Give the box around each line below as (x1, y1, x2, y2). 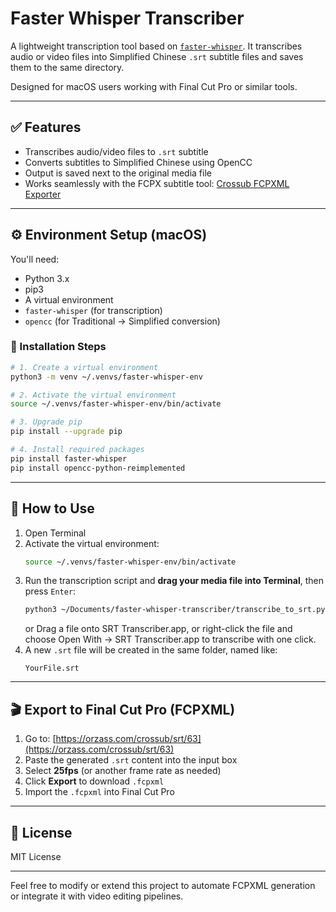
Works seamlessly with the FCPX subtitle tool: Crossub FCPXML (24, 177, 290, 189)
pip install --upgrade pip (10, 427, 123, 437)
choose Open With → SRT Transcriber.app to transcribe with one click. (24, 633, 317, 646)
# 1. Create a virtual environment (10, 362, 159, 372)
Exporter (24, 188, 62, 200)
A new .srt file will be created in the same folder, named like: (24, 644, 278, 656)
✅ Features (10, 119, 82, 136)
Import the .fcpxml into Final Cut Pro (24, 786, 175, 798)
